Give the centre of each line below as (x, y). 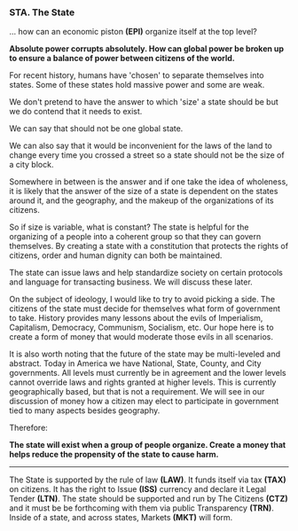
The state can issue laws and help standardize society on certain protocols (146, 273)
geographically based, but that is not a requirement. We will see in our (137, 392)
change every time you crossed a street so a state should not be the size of (147, 155)
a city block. (31, 165)
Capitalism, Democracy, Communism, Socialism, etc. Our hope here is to (141, 328)
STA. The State (42, 12)
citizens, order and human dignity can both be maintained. (116, 255)
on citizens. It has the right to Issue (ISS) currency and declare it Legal (138, 489)
